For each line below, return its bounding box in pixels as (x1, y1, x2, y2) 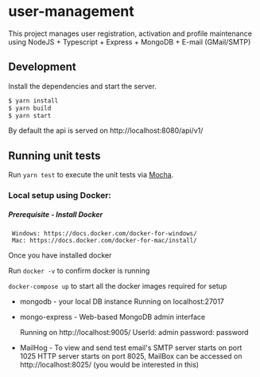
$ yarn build (8, 104, 52, 112)
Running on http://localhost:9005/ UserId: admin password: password (19, 328, 249, 337)
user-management (8, 2, 135, 21)
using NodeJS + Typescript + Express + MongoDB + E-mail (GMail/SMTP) (8, 37, 251, 46)
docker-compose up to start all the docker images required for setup (8, 282, 227, 291)
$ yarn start (8, 111, 52, 119)
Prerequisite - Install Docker (8, 209, 103, 219)
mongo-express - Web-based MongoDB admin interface (19, 313, 205, 322)
